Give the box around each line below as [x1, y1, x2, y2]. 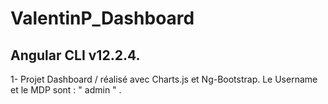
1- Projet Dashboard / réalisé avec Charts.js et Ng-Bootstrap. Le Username [10, 73, 318, 85]
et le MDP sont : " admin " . [10, 84, 122, 96]
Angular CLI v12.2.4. [10, 47, 141, 64]
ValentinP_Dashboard [10, 7, 195, 30]
